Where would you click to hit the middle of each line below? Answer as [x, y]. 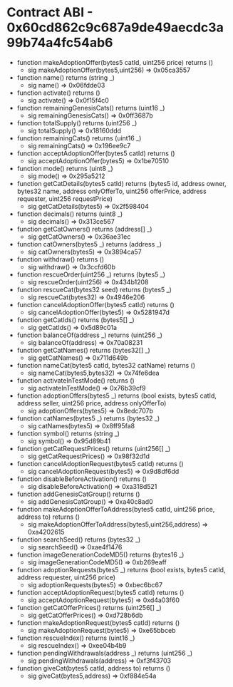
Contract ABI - [50, 12]
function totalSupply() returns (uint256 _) [77, 123]
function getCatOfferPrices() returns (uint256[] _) [89, 607]
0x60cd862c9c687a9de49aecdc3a [115, 27]
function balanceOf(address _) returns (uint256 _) [90, 335]
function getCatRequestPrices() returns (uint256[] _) [94, 448]
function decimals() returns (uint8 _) [70, 214]
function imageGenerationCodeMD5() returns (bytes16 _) [100, 554]
